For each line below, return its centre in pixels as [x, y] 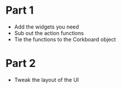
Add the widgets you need [46, 27]
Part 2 [21, 63]
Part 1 [20, 10]
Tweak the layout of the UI [46, 80]
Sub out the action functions [49, 33]
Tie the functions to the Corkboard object [65, 39]
